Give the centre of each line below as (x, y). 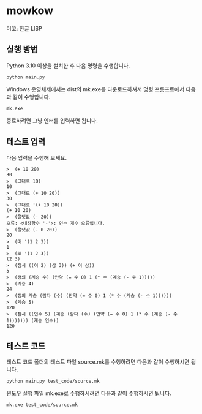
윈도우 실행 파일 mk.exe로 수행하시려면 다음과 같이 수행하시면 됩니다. (89, 393)
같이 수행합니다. (32, 97)
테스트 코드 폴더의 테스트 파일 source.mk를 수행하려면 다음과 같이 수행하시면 (98, 362)
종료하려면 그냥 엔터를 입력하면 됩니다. (52, 121)
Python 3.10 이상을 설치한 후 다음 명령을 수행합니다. (68, 66)
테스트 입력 (26, 142)
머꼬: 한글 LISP (24, 28)
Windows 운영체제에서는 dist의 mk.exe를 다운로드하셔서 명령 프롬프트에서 (95, 89)
